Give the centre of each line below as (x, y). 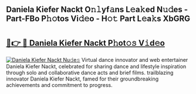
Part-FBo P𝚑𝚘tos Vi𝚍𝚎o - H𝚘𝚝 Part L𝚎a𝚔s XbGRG (98, 19)
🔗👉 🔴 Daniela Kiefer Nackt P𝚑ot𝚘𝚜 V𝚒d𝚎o (86, 43)
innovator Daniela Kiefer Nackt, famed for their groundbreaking (82, 79)
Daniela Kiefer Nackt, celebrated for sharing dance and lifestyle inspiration (96, 66)
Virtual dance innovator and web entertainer (135, 60)
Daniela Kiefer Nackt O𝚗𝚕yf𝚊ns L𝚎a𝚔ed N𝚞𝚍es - (97, 10)
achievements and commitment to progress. (59, 85)
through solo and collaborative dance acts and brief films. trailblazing (90, 73)
